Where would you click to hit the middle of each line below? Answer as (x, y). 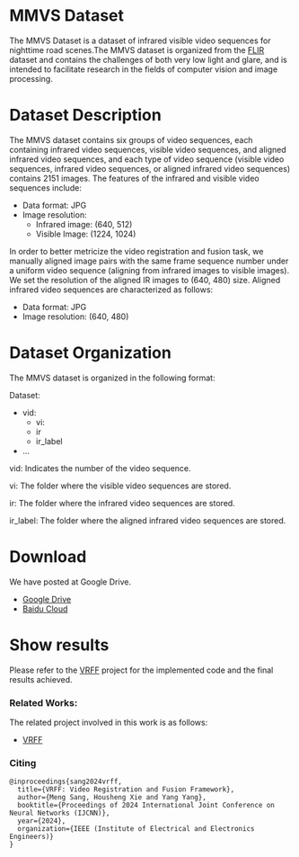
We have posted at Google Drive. (70, 582)
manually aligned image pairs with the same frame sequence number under (149, 261)
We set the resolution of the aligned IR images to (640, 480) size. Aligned (145, 280)
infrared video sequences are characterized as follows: (111, 290)
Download (48, 557)
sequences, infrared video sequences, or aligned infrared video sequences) (150, 168)
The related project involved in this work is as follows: (109, 722)
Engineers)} (31, 837)
